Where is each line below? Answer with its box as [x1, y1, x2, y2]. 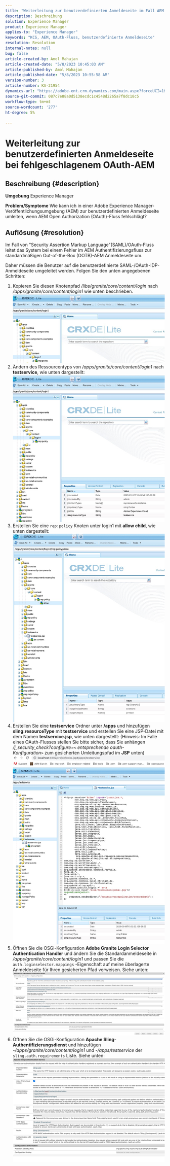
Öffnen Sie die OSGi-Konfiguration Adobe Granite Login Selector [12, 945, 149, 951]
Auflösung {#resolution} [5, 228, 84, 237]
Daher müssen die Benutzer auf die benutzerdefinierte [5, 262, 119, 268]
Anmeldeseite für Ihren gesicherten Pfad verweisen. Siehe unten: [12, 967, 149, 973]
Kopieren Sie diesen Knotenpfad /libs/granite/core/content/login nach [12, 283, 158, 289]
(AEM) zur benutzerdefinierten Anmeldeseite [65, 208, 159, 214]
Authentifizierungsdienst [12, 1042, 67, 1048]
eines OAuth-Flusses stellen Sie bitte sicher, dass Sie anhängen [12, 739, 146, 745]
